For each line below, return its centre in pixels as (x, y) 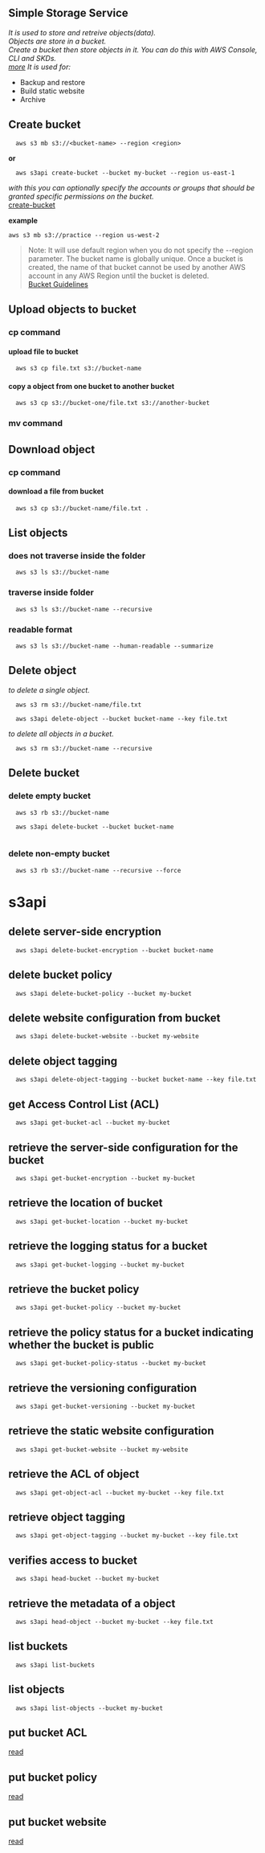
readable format (41, 629)
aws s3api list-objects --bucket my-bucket (89, 1708)
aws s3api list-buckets (55, 1665)
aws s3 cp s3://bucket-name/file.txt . (82, 508)
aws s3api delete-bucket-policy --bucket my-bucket (104, 993)
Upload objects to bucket (72, 310)
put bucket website (57, 1822)
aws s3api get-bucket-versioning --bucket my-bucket (106, 1406)
